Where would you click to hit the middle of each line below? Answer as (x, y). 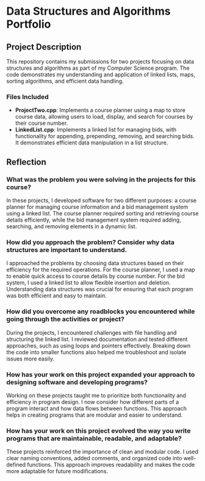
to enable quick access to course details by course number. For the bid (95, 276)
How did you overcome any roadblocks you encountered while (101, 311)
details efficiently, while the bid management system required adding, (94, 220)
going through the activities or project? (66, 319)
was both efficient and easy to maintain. (56, 296)
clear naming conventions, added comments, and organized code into (94, 458)
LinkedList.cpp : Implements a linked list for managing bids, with (96, 130)
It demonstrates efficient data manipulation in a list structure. (92, 143)
